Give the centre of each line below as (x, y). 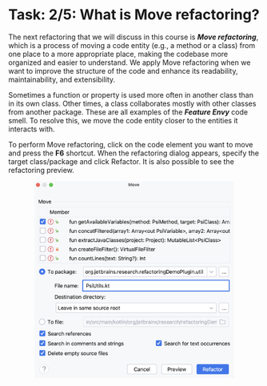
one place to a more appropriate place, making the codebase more (118, 54)
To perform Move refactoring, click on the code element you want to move (131, 144)
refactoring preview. (41, 170)
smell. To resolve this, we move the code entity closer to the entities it (123, 120)
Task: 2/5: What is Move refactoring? (134, 15)
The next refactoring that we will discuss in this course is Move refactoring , (133, 37)
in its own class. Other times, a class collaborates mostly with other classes (132, 103)
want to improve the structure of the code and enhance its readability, (123, 70)
